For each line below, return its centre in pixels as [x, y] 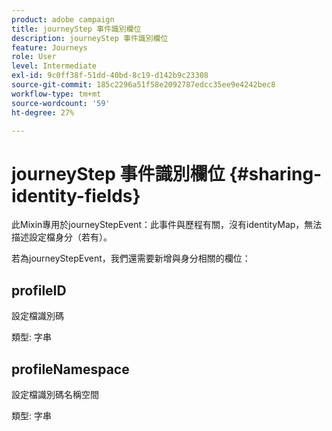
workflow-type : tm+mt [56, 94]
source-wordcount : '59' [61, 103]
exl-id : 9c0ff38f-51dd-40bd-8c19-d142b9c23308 [110, 76]
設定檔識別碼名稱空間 [55, 394]
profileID [39, 290]
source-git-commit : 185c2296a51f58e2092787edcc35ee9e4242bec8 [143, 85]
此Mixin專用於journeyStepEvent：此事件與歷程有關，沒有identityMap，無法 [167, 225]
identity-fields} [76, 195]
